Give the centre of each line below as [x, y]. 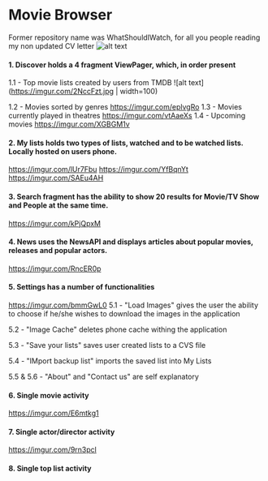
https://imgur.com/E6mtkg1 [54, 413]
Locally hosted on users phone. [63, 151]
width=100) [139, 92]
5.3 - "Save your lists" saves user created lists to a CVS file [107, 345]
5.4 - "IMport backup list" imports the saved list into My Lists [110, 361]
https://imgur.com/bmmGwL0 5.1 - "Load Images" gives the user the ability [133, 305]
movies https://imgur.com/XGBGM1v [69, 124]
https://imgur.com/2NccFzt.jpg [63, 92]
